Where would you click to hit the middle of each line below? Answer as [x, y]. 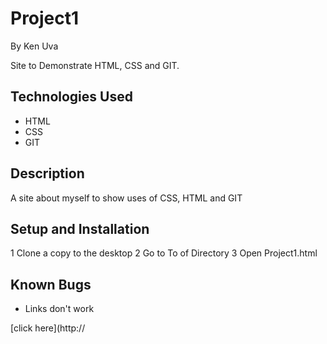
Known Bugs [51, 284]
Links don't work [59, 309]
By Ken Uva [34, 46]
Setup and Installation [80, 228]
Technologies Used [71, 97]
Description [47, 173]
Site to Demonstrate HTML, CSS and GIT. [95, 65]
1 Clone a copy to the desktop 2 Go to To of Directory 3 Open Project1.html [164, 253]
